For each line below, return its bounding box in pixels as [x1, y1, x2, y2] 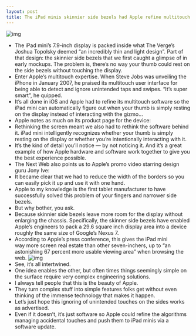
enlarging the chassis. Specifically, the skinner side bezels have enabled [14, 217, 190, 224]
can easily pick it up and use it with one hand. [14, 179, 126, 186]
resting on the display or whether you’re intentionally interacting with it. [14, 135, 187, 142]
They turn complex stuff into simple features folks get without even [14, 285, 177, 292]
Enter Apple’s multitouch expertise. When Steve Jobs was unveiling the [14, 73, 187, 80]
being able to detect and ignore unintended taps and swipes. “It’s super [14, 85, 188, 92]
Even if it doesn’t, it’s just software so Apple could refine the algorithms [14, 310, 187, 318]
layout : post [6, 8, 38, 15]
